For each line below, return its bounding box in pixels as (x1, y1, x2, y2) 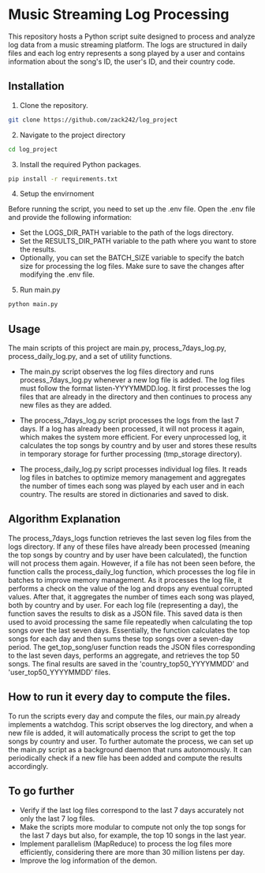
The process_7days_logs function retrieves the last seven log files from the (8, 533, 252, 543)
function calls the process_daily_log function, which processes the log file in (8, 566, 256, 576)
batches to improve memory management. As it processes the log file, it (8, 575, 242, 584)
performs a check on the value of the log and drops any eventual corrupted (8, 584, 253, 593)
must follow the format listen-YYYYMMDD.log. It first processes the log (19, 384, 251, 394)
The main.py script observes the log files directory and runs (19, 367, 215, 376)
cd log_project (8, 145, 58, 153)
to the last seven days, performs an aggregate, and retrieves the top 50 (8, 651, 241, 660)
